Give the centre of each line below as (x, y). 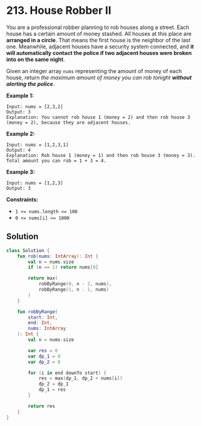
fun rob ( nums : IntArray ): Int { (58, 256)
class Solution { (28, 250)
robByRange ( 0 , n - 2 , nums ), (75, 284)
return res (42, 406)
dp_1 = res (52, 390)
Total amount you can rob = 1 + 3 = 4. (56, 161)
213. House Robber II (59, 11)
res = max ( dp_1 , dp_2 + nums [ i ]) (80, 378)
